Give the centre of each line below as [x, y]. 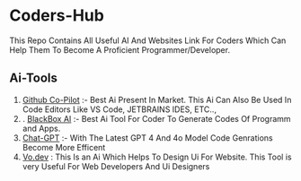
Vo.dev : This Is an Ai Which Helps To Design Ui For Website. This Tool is [157, 157]
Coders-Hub [57, 16]
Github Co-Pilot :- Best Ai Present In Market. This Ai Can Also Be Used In [157, 99]
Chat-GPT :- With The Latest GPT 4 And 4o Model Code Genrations [147, 138]
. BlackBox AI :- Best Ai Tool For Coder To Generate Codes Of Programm [156, 118]
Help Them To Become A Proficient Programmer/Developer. [120, 49]
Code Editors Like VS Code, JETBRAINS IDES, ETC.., [120, 109]
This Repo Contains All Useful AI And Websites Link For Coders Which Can [148, 40]
